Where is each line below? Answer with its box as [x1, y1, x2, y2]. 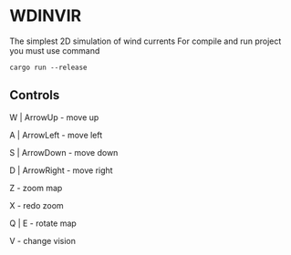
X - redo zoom [9, 199, 64, 210]
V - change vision [9, 235, 76, 246]
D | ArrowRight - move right [9, 165, 113, 176]
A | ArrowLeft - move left [9, 129, 103, 140]
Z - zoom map [9, 182, 63, 193]
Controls [9, 87, 60, 103]
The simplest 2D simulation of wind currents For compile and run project [9, 36, 282, 46]
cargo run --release [9, 63, 88, 72]
